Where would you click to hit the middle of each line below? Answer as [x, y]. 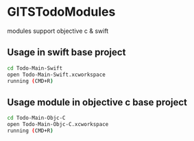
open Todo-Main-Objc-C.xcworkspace [58, 125]
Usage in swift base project [66, 52]
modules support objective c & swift [58, 31]
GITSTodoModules [61, 12]
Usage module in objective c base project [97, 102]
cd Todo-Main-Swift [35, 68]
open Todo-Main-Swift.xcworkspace [57, 75]
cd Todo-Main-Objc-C [37, 118]
